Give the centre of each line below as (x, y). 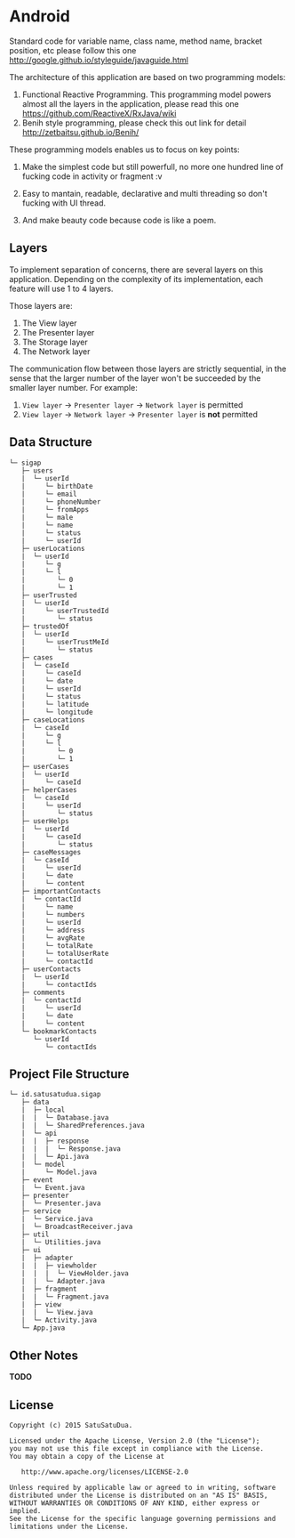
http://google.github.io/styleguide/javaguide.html (99, 60)
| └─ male (47, 517)
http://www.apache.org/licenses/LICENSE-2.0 (105, 1472)
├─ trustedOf (45, 626)
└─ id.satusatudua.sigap (55, 1095)
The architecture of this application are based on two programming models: (147, 77)
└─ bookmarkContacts (59, 1031)
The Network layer (56, 351)
